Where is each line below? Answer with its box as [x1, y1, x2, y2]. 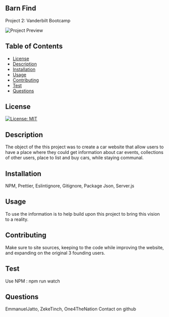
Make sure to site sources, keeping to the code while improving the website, [5, 244, 164, 250]
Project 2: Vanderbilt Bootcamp [5, 17, 71, 23]
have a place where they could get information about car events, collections [5, 149, 163, 155]
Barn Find [5, 4, 36, 13]
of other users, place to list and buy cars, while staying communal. [5, 154, 144, 161]
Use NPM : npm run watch [5, 278, 60, 284]
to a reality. [5, 216, 29, 222]
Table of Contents [5, 42, 63, 51]
